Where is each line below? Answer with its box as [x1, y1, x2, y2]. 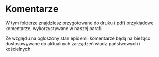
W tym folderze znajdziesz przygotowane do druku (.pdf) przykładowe [5, 20, 154, 26]
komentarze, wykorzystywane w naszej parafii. [5, 25, 104, 31]
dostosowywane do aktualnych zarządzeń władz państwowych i [5, 40, 141, 46]
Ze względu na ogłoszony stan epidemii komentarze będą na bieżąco [5, 35, 151, 41]
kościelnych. [5, 46, 32, 52]
